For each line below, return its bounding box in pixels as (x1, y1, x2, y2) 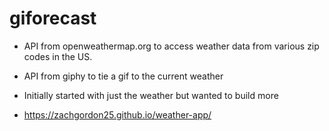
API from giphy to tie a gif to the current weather (23, 70, 224, 82)
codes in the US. (23, 50, 93, 62)
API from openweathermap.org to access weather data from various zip (23, 40, 320, 52)
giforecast (9, 7, 97, 30)
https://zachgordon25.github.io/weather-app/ (23, 108, 212, 121)
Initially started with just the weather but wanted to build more (23, 89, 279, 101)
